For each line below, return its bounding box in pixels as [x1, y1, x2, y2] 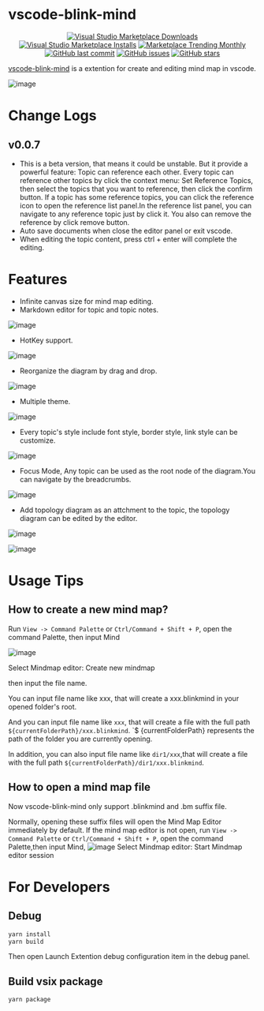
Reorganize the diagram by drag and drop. [19, 365, 158, 376]
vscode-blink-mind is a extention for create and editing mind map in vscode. [8, 63, 256, 73]
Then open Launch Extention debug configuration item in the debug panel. [8, 952, 251, 961]
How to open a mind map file [8, 781, 151, 794]
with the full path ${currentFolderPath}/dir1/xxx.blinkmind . [8, 758, 205, 767]
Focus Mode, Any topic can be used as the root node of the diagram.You [19, 466, 256, 475]
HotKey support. [19, 335, 73, 345]
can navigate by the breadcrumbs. [19, 474, 132, 484]
